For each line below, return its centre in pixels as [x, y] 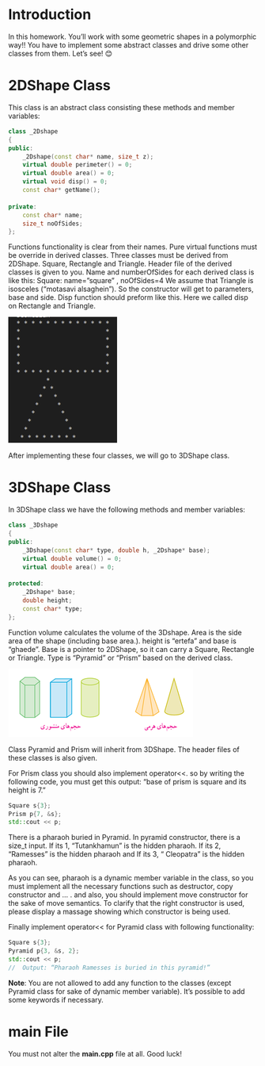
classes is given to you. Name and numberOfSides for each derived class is [131, 272]
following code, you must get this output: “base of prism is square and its [127, 781]
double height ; [47, 600]
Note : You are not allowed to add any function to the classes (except [120, 983]
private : [23, 207]
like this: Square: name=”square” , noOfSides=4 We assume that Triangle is [131, 281]
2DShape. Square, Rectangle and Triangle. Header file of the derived [120, 264]
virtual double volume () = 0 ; [72, 558]
